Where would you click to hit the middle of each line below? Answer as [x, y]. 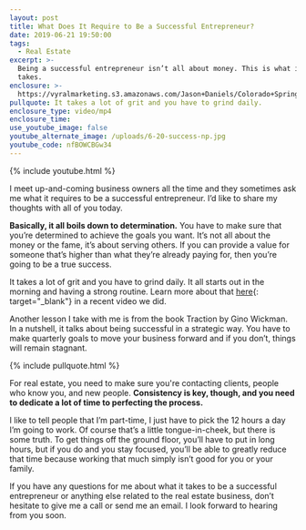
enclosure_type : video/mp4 [61, 111]
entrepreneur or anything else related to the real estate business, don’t [142, 495]
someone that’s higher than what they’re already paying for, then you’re [143, 254]
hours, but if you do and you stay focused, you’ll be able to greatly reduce [148, 449]
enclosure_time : [40, 119]
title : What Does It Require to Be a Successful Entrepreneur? [132, 26]
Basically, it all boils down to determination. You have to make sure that [146, 225]
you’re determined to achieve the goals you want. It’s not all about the [140, 235]
